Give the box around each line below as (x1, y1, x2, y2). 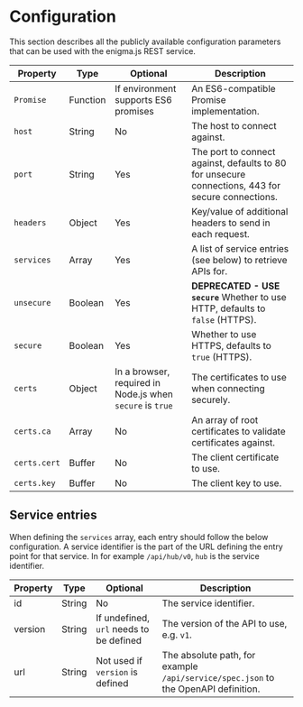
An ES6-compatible (190, 82, 277, 95)
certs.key (14, 478, 56, 488)
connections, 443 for (190, 179, 281, 191)
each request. (190, 227, 250, 240)
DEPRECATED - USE (190, 280, 280, 292)
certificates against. (190, 436, 276, 448)
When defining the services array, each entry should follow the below (9, 531, 269, 542)
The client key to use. (190, 476, 282, 489)
